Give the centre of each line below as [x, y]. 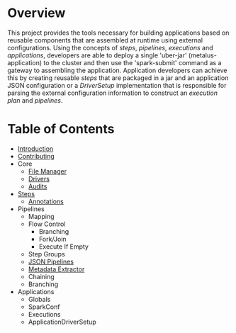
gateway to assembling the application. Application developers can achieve [117, 70]
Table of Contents [61, 129]
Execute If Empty [63, 247]
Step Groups [46, 254]
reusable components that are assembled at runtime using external [105, 40]
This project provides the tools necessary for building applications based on [118, 33]
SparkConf [44, 307]
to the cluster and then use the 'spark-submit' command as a [133, 62]
